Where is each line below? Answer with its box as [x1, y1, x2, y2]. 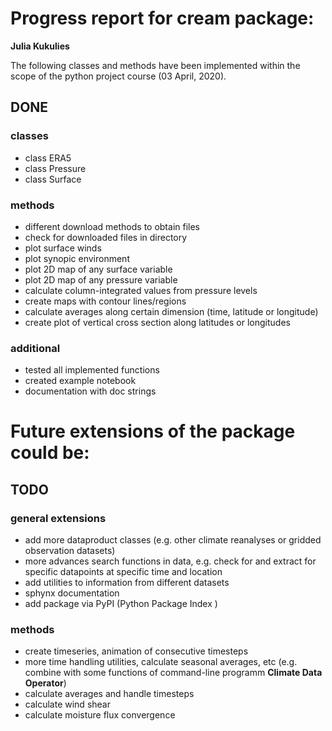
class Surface [24, 173, 82, 185]
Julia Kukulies [10, 40, 70, 52]
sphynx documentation [24, 587, 120, 599]
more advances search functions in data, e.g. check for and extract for [24, 555, 317, 567]
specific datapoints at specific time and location [24, 566, 223, 578]
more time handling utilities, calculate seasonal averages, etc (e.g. [24, 656, 298, 668]
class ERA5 [24, 152, 72, 164]
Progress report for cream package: [10, 7, 315, 30]
